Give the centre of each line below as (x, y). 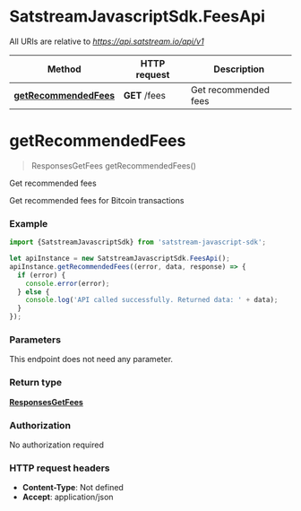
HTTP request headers (60, 468)
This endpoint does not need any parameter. (91, 359)
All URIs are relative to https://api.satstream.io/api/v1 (107, 41)
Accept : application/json (68, 497)
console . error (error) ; (68, 283)
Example (29, 223)
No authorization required (57, 445)
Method (64, 69)
